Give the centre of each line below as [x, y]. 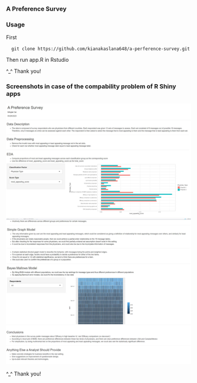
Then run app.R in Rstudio [38, 60]
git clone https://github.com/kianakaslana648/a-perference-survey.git [101, 49]
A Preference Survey [36, 9]
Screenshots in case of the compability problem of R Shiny [91, 86]
